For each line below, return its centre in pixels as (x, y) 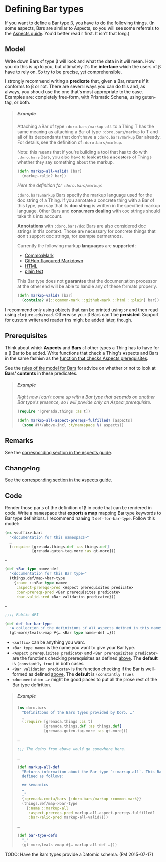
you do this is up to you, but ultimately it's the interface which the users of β (83, 66)
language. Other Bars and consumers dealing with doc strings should (88, 211)
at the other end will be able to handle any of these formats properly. (87, 286)
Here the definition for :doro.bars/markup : (60, 185)
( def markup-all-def (38, 767)
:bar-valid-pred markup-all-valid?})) (68, 818)
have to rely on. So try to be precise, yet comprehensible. (63, 72)
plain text (34, 271)
